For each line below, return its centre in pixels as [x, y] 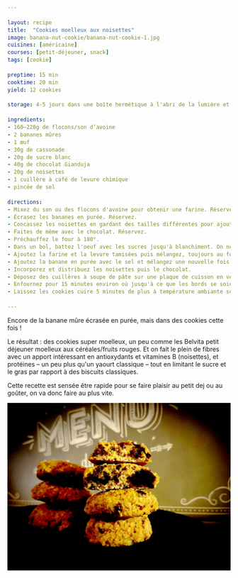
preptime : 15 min [33, 74]
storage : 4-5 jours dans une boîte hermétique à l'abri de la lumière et [119, 105]
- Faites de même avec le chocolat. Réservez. [77, 232]
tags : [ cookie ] [30, 60]
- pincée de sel [31, 187]
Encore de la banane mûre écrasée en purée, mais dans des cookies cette [115, 320]
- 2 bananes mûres [34, 135]
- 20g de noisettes [36, 172]
